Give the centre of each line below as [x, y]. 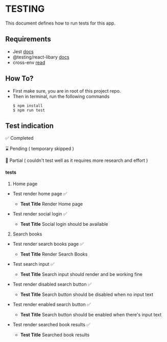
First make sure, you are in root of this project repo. [67, 91]
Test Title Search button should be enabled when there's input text [91, 314]
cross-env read [29, 62]
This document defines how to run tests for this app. [61, 23]
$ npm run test [29, 110]
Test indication [30, 126]
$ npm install [28, 105]
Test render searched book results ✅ [51, 324]
